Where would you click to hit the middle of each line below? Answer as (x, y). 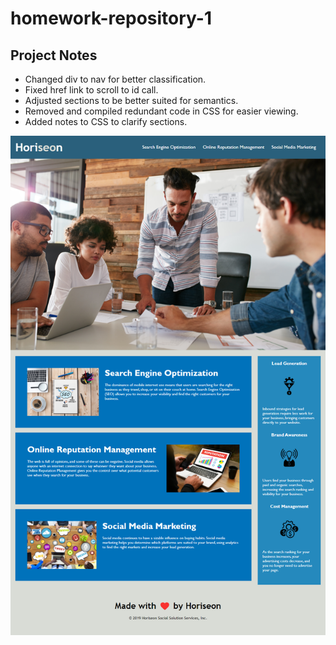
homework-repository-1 (111, 18)
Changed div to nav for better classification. (115, 79)
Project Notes (54, 55)
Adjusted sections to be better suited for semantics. (131, 100)
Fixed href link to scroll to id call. (91, 90)
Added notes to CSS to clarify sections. (106, 121)
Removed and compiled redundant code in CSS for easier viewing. (161, 111)
